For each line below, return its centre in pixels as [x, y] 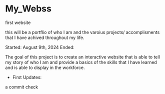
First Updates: [27, 77]
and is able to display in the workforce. [45, 67]
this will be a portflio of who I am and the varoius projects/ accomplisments [82, 32]
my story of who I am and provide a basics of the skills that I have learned [81, 62]
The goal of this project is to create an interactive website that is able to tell [82, 57]
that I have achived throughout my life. [45, 37]
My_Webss [28, 9]
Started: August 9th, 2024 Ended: [40, 47]
